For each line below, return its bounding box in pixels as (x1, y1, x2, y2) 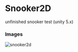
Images (5, 31, 23, 38)
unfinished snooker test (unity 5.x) (5, 19, 74, 25)
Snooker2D (5, 3, 51, 14)
